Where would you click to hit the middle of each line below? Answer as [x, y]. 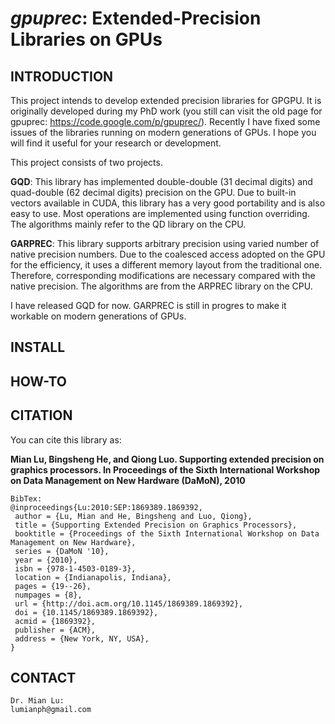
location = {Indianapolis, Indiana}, [93, 577]
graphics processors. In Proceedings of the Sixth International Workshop [165, 469]
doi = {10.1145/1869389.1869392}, [86, 612]
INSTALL [38, 347]
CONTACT [43, 677]
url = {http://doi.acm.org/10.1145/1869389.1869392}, [129, 603]
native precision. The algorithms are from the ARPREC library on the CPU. [161, 286]
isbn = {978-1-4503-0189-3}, [75, 568]
